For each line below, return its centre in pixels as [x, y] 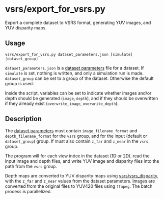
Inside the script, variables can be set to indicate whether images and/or [78, 93]
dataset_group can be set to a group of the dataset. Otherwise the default [79, 78]
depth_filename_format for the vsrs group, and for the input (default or [76, 136]
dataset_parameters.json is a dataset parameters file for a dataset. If [74, 68]
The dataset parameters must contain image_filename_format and [71, 130]
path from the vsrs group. [31, 166]
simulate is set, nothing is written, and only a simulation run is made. [74, 73]
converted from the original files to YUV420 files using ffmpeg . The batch [79, 186]
